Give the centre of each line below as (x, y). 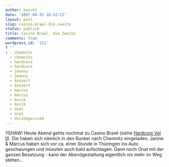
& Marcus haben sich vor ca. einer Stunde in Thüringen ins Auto (72, 144)
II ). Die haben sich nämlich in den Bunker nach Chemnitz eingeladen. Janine (85, 138)
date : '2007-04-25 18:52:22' (36, 15)
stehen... (14, 160)
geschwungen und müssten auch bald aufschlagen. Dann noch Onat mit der (85, 149)
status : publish (22, 29)
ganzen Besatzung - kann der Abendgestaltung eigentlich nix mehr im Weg (83, 154)
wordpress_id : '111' (27, 43)
